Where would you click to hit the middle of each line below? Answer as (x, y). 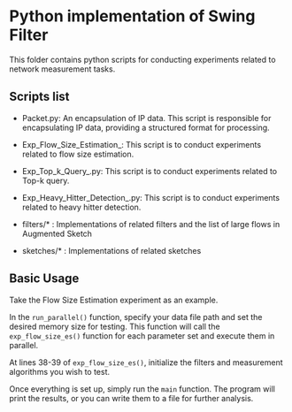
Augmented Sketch (57, 233)
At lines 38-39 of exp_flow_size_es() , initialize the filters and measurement (146, 362)
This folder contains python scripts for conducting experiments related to (142, 59)
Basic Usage (44, 279)
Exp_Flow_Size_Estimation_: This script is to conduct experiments (142, 144)
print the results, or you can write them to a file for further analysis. (131, 398)
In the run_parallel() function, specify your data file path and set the (136, 317)
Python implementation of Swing (132, 16)
